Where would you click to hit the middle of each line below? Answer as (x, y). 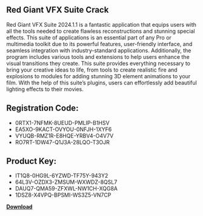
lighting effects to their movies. (45, 89)
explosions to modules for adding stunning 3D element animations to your (98, 76)
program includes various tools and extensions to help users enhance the (98, 56)
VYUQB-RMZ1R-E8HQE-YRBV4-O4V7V (64, 135)
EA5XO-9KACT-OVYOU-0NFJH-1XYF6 (63, 129)
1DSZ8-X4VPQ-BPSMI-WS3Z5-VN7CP (63, 195)
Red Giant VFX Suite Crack (58, 10)
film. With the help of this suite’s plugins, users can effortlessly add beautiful (101, 83)
